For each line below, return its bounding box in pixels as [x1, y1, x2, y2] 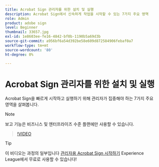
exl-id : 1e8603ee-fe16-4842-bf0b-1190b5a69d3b [5, 34, 101, 39]
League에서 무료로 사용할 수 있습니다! [5, 156, 77, 162]
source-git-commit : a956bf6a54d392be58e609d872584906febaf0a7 [5, 39, 133, 44]
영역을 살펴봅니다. [5, 102, 39, 107]
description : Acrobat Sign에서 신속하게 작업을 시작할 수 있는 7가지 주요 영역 [5, 12, 149, 16]
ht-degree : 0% [5, 52, 34, 57]
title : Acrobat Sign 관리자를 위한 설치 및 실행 [5, 7, 94, 12]
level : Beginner [5, 25, 38, 30]
